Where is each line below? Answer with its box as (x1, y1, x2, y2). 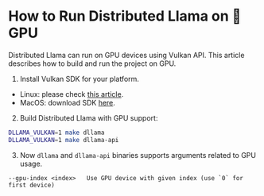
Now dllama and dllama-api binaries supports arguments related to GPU (19, 150, 257, 159)
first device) (8, 181, 56, 189)
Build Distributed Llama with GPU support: (19, 113, 158, 122)
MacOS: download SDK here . (19, 98, 115, 107)
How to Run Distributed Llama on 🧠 (8, 7, 242, 25)
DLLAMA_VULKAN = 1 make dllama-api (8, 136, 119, 144)
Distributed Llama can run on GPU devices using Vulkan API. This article (8, 50, 245, 60)
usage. (19, 159, 43, 168)
